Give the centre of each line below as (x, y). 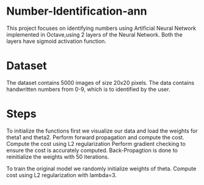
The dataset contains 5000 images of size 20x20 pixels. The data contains (100, 82)
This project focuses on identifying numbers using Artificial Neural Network (101, 28)
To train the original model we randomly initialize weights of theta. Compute (101, 169)
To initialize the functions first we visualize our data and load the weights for (102, 131)
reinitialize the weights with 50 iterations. (58, 156)
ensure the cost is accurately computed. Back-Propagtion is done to (92, 150)
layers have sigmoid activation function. (56, 41)
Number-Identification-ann (77, 11)
